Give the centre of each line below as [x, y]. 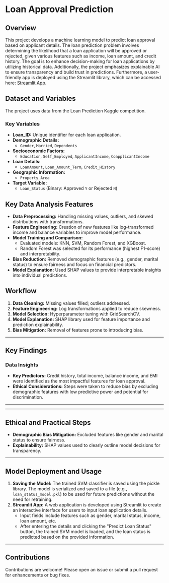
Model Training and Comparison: [48, 237]
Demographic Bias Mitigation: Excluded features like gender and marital [88, 435]
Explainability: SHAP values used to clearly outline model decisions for [87, 445]
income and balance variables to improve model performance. [77, 232]
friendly [13, 77]
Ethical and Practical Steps [48, 423]
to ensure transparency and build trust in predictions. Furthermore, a [76, 72]
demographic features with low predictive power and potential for [80, 392]
